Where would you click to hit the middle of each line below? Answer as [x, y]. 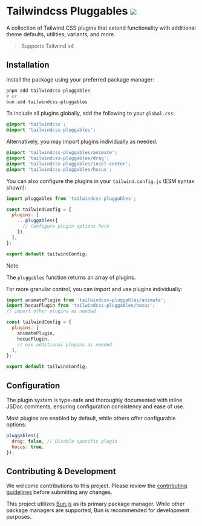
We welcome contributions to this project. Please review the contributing [97, 486]
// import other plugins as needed [51, 311]
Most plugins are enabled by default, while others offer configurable [91, 418]
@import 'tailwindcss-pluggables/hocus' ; [59, 169]
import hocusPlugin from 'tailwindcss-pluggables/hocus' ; [81, 306]
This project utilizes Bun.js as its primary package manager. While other [96, 504]
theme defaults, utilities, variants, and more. [61, 34]
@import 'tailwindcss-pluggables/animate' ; [62, 153]
